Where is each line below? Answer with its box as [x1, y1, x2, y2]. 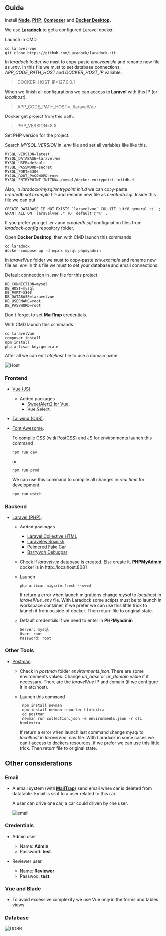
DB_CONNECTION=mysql [5, 281, 48, 287]
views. [12, 902, 26, 908]
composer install [5, 335, 41, 340]
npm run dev [12, 450, 37, 455]
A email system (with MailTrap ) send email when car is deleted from [12, 785, 152, 791]
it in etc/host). [19, 684, 49, 690]
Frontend [5, 374, 28, 381]
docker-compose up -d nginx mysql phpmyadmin [5, 248, 101, 253]
